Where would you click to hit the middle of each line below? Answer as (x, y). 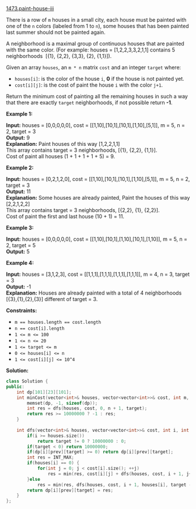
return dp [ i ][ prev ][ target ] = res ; (70, 490)
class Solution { (27, 381)
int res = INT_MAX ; (51, 457)
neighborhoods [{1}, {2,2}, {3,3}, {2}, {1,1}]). (59, 56)
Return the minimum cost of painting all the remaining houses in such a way (97, 96)
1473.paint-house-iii (30, 8)
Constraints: (22, 310)
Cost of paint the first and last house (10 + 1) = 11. (65, 216)
